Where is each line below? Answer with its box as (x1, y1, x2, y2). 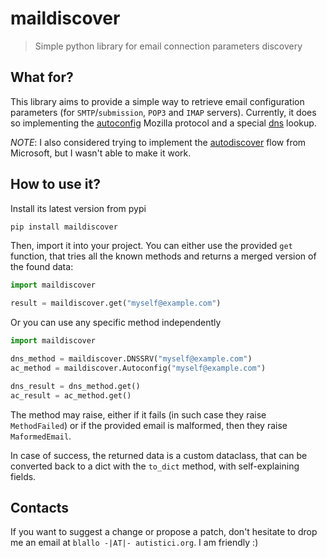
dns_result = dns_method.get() (10, 381, 141, 391)
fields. (10, 470, 37, 482)
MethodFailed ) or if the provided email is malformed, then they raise (10, 419, 288, 431)
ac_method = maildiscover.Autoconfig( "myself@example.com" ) (10, 363, 267, 373)
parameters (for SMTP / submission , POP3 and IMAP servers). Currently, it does (10, 106, 317, 118)
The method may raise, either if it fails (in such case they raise (10, 408, 267, 421)
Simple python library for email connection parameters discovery (34, 40, 303, 52)
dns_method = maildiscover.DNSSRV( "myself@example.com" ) (10, 354, 253, 364)
